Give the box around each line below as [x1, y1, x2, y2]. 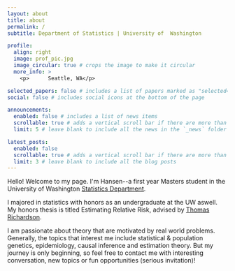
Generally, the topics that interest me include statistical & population [7, 234, 204, 242]
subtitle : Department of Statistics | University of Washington [7, 29, 201, 37]
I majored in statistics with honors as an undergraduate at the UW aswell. [7, 198, 218, 207]
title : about [7, 17, 45, 24]
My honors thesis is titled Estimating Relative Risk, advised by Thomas [7, 205, 210, 214]
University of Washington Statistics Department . [7, 184, 146, 193]
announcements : [7, 106, 52, 114]
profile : [7, 43, 33, 50]
